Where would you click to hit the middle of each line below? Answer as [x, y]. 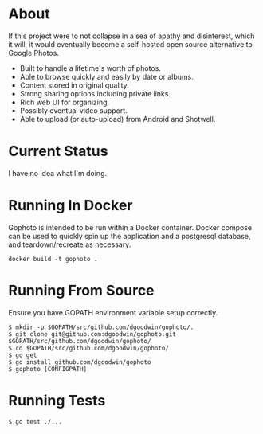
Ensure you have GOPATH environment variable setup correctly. [113, 312]
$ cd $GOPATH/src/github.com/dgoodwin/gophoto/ [89, 348]
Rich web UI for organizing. [65, 102]
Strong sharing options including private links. [95, 93]
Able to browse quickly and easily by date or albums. [106, 76]
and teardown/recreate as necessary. [70, 244]
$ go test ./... [35, 422]
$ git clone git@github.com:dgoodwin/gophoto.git [92, 334]
